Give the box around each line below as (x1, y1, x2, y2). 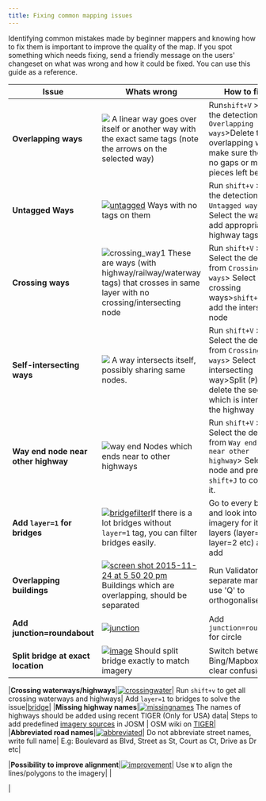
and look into (208, 507, 257, 518)
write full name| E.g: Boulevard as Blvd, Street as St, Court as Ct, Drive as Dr (8, 736, 257, 745)
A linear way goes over (112, 113, 197, 124)
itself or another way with (101, 123, 196, 134)
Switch (208, 645, 235, 656)
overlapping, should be (101, 589, 188, 600)
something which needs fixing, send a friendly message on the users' (8, 50, 235, 60)
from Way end (208, 437, 257, 448)
